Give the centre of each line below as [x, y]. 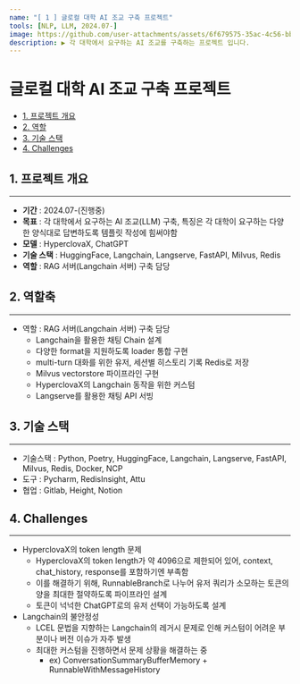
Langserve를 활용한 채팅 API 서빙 [95, 395]
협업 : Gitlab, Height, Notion [72, 490]
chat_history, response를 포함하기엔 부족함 [112, 572]
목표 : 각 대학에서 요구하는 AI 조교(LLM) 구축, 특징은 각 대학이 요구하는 [145, 221]
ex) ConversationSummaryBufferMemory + [128, 660]
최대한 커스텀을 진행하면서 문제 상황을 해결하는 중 [121, 650]
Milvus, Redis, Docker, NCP [72, 468]
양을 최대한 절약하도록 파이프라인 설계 [101, 595]
